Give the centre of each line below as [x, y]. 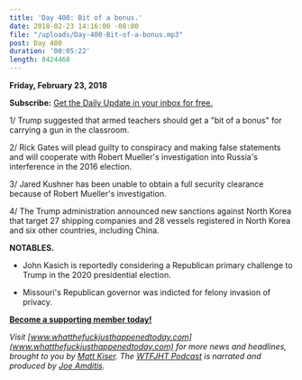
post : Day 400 [36, 43]
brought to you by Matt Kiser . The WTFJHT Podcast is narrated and [135, 356]
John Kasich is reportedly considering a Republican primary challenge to [157, 265]
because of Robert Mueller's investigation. [88, 194]
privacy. [37, 302]
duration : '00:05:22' [50, 51]
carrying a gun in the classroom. [69, 130]
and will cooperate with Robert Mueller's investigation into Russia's [134, 157]
